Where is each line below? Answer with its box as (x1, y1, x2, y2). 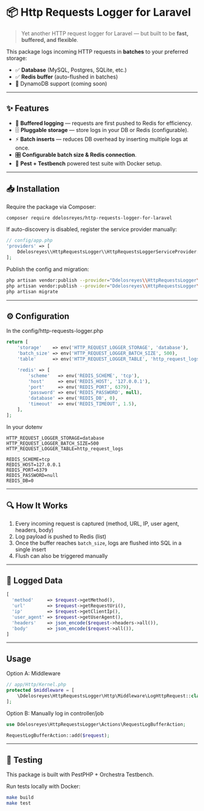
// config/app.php (6, 237, 53, 244)
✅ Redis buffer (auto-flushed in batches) (15, 73, 118, 80)
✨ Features (6, 103, 49, 114)
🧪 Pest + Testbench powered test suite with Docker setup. (15, 159, 162, 167)
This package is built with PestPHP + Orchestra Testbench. (6, 771, 154, 778)
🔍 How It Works (6, 501, 68, 511)
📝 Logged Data (6, 575, 63, 585)
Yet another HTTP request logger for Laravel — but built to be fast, (21, 29, 189, 37)
